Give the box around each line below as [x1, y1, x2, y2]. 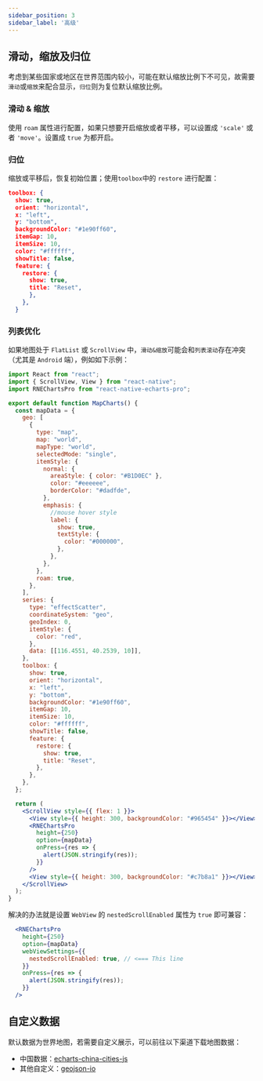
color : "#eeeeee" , [49, 479, 110, 487]
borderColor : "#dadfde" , [49, 487, 131, 495]
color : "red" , [36, 632, 82, 640]
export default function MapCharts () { [8, 399, 139, 407]
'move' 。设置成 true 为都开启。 [16, 133, 118, 142]
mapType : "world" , [36, 442, 96, 451]
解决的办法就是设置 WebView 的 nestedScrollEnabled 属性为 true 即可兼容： [8, 910, 249, 919]
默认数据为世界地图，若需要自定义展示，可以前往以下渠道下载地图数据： [8, 1037, 241, 1046]
